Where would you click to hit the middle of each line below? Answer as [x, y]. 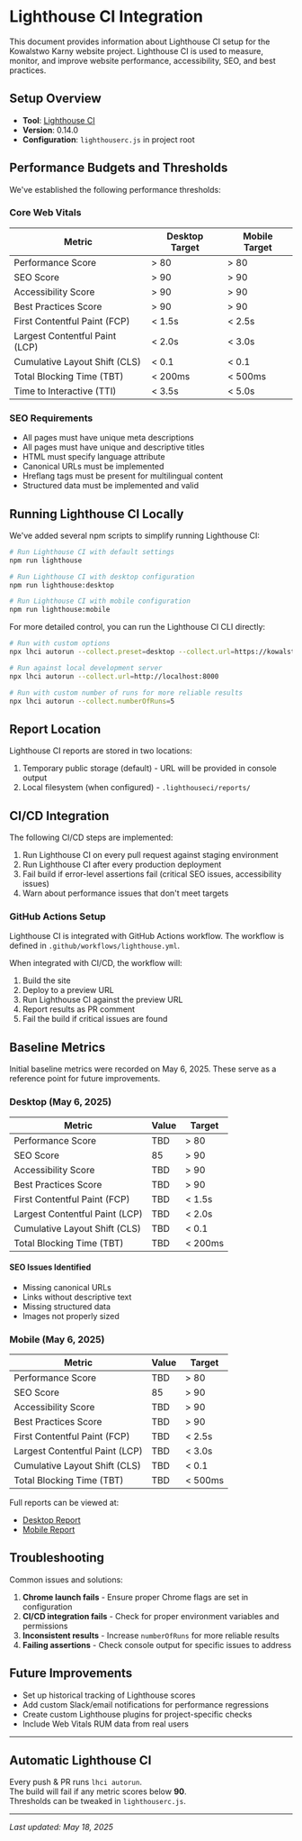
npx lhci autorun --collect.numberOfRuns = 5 [92, 701]
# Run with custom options [60, 643]
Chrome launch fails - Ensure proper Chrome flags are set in [135, 1597]
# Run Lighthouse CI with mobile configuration [100, 601]
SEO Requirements [51, 418]
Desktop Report [51, 1520]
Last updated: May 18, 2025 [62, 1827]
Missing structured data [66, 1306]
